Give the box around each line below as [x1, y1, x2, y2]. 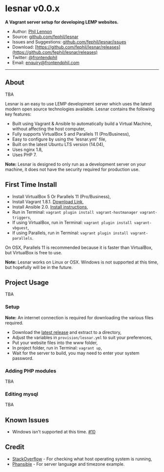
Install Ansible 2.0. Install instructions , [12, 204, 88, 210]
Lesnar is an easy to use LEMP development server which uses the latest [5, 101, 152, 106]
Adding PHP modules [5, 367, 57, 374]
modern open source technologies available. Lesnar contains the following [5, 106, 155, 112]
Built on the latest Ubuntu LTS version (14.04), [12, 141, 105, 147]
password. [12, 355, 34, 361]
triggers [12, 215, 30, 220]
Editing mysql [5, 390, 38, 397]
